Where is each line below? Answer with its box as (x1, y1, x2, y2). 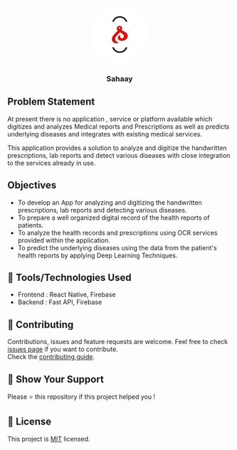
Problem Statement (7, 96, 95, 108)
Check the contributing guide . (7, 353, 95, 361)
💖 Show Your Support (7, 373, 105, 385)
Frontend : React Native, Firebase (17, 290, 116, 299)
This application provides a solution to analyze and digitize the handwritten (7, 144, 227, 152)
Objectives (7, 179, 57, 191)
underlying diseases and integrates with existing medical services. (7, 129, 203, 138)
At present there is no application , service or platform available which (7, 114, 213, 123)
